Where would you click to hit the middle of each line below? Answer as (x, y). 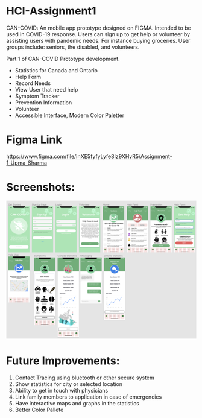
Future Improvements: (63, 361)
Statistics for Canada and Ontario (56, 70)
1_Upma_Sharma (27, 163)
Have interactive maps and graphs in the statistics (77, 403)
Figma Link (34, 140)
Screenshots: (41, 187)
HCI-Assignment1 (51, 11)
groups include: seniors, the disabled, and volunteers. (73, 47)
